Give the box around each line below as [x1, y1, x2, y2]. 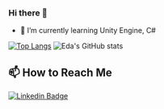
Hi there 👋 [8, 7, 48, 19]
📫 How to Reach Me [8, 65, 112, 79]
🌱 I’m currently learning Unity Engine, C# [19, 26, 156, 36]
